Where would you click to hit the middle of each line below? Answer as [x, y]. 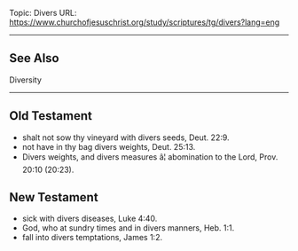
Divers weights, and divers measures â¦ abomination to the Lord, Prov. [150, 157]
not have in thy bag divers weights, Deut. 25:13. [109, 146]
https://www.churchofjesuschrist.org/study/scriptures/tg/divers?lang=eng [145, 22]
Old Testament [51, 116]
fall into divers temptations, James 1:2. [92, 238]
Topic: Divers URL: [43, 13]
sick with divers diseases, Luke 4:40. [90, 219]
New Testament [54, 197]
